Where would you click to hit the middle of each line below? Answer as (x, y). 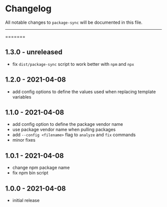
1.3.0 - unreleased (34, 52)
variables (22, 97)
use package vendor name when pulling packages (64, 130)
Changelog (28, 9)
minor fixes (24, 140)
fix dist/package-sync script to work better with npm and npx (73, 64)
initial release (26, 200)
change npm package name (41, 168)
